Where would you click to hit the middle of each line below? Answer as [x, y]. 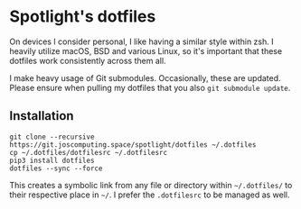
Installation [42, 116]
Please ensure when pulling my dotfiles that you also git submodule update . [150, 87]
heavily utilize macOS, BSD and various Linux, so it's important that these [146, 50]
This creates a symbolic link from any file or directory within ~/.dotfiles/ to [151, 185]
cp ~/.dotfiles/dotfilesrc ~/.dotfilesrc [89, 152]
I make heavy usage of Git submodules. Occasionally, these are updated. [146, 77]
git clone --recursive [52, 137]
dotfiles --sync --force [56, 168]
